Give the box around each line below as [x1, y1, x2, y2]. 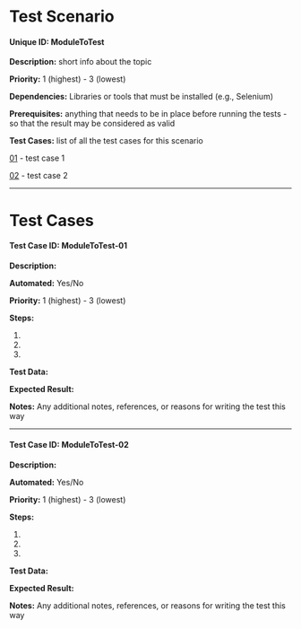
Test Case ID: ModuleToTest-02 [9, 440, 129, 450]
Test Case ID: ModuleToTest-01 [9, 240, 128, 251]
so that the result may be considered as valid [9, 118, 176, 129]
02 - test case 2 [9, 170, 69, 181]
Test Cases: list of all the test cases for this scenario [9, 135, 203, 146]
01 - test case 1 [9, 153, 65, 163]
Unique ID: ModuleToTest [9, 36, 105, 47]
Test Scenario [9, 6, 115, 27]
